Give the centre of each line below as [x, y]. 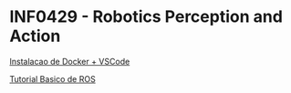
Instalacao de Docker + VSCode [70, 61]
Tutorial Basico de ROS [52, 78]
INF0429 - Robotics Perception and [146, 17]
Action [35, 36]
